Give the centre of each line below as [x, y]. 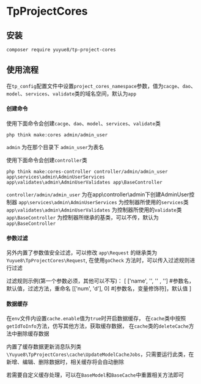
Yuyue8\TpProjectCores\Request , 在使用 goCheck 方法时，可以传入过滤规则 [98, 260]
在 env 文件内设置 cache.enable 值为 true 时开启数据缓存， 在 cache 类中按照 [96, 319]
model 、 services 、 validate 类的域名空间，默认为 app [71, 94]
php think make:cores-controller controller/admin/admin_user [87, 172]
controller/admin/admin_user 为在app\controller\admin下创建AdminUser [98, 194]
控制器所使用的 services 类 [156, 202]
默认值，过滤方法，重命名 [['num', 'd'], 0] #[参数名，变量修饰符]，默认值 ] [99, 289]
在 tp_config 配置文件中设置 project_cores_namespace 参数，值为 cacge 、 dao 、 [101, 86]
